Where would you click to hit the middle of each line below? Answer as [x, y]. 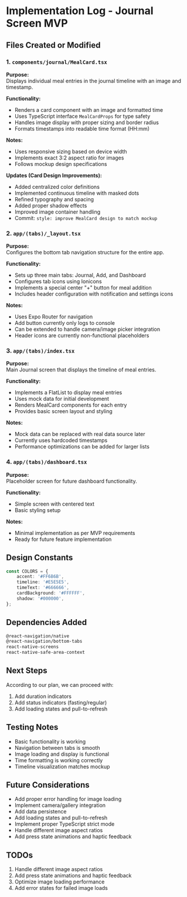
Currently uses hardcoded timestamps [61, 440]
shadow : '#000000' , [40, 599]
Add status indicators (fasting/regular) [61, 702]
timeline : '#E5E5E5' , [43, 582]
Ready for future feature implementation [63, 539]
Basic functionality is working [50, 741]
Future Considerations [48, 785]
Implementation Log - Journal [80, 11]
